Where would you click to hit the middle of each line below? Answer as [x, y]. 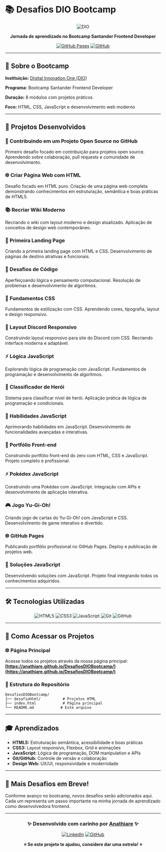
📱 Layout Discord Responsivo [41, 327]
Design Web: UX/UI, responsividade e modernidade [65, 764]
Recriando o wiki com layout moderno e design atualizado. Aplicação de [79, 222]
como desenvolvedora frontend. [38, 806]
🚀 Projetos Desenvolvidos [45, 127]
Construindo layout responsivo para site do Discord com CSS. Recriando [79, 338]
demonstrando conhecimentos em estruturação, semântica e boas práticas [82, 191]
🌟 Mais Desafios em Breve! [47, 784]
